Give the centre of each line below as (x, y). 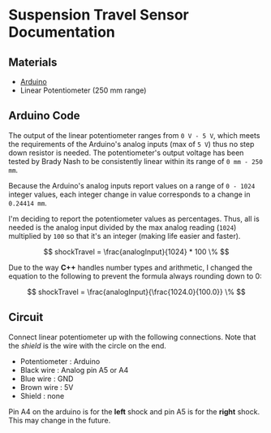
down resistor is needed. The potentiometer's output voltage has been (126, 153)
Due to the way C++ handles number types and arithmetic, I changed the (131, 267)
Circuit (26, 317)
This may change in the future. (60, 420)
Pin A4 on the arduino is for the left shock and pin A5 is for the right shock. (134, 411)
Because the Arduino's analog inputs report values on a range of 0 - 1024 (132, 185)
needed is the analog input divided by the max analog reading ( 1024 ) (123, 227)
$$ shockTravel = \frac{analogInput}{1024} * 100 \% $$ (136, 251)
